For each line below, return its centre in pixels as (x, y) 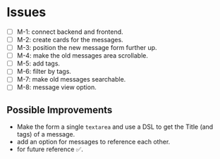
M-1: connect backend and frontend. (70, 32)
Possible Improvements (60, 110)
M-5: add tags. (38, 63)
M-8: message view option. (56, 87)
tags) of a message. (46, 134)
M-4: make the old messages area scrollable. (82, 56)
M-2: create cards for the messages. (70, 40)
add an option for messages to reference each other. (93, 142)
